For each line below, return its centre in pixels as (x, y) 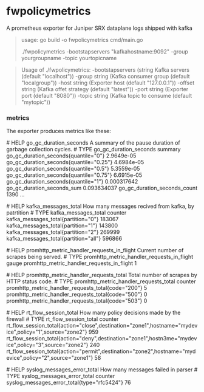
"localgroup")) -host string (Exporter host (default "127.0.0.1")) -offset (108, 83)
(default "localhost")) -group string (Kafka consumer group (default (105, 76)
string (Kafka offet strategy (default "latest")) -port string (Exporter (105, 89)
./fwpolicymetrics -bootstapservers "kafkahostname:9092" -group (104, 51)
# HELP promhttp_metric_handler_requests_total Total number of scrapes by (102, 275)
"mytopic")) (36, 102)
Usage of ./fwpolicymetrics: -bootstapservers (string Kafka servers (105, 70)
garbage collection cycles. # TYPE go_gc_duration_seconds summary (93, 150)
